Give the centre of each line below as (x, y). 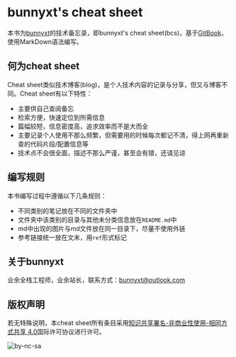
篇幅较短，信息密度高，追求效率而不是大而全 (83, 126)
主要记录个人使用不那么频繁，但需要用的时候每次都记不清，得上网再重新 (123, 135)
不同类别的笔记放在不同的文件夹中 (67, 210)
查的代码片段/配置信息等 (53, 144)
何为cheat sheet (44, 66)
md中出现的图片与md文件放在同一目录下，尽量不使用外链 (101, 228)
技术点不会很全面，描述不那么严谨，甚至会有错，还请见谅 (101, 152)
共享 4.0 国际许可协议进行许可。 (60, 332)
